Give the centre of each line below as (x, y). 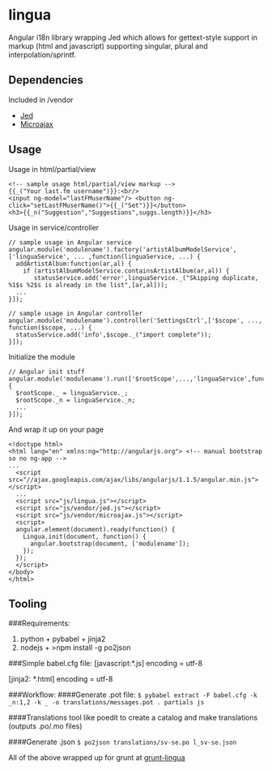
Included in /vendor (41, 100)
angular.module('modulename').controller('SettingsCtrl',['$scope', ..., (136, 320)
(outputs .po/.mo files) (45, 726)
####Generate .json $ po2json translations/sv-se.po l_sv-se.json (123, 742)
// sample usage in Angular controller (76, 313)
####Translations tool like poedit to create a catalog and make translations (133, 718)
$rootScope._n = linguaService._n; (76, 400)
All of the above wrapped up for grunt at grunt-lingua (97, 758)
